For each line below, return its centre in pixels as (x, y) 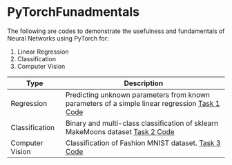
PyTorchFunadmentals (74, 12)
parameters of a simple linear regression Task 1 (143, 103)
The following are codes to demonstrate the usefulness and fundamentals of (116, 31)
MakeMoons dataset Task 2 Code (120, 131)
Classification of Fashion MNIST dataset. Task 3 (143, 143)
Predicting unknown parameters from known (138, 95)
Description (144, 83)
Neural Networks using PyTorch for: (58, 38)
